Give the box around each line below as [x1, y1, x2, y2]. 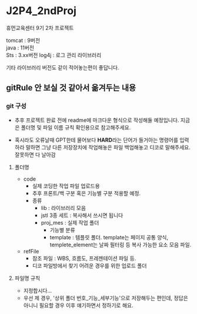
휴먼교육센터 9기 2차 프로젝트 [6, 24, 74, 31]
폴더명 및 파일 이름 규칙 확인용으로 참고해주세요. [21, 123, 131, 131]
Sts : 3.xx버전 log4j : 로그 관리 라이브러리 [6, 51, 102, 58]
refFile [23, 248, 39, 255]
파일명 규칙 [14, 275, 41, 282]
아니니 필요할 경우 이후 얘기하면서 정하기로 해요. [23, 302, 133, 309]
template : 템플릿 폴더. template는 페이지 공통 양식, [49, 233, 169, 240]
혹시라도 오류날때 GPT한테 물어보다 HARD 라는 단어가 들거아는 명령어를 [14, 136, 178, 143]
